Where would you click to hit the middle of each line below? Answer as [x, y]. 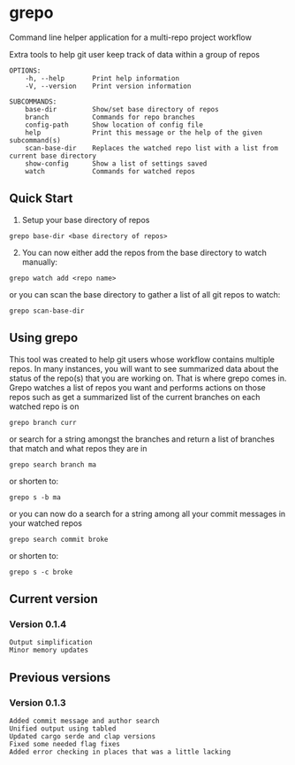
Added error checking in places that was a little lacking [120, 752]
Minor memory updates [49, 650]
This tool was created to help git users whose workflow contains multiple [142, 359]
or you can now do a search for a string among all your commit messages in [147, 514]
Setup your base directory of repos [86, 220]
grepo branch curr [43, 422]
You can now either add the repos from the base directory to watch [144, 252]
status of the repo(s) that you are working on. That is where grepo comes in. [148, 378]
